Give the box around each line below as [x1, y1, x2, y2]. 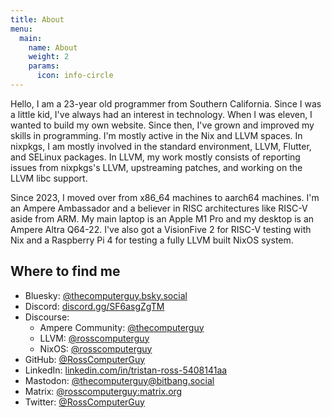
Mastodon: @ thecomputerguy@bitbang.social [24, 374, 215, 386]
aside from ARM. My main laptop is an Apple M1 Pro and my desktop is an [10, 212, 315, 225]
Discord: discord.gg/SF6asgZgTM [24, 300, 165, 312]
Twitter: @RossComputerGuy [24, 396, 145, 408]
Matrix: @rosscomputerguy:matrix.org [24, 385, 183, 397]
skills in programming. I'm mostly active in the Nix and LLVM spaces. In [10, 129, 303, 141]
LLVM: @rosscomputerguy [39, 332, 150, 344]
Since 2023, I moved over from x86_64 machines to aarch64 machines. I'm [10, 191, 320, 203]
